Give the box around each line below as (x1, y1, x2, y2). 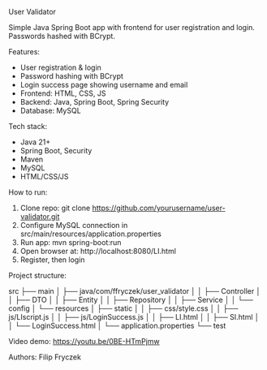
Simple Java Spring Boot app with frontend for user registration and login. (8, 23, 256, 32)
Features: (8, 47, 41, 56)
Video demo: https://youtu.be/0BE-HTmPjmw (8, 337, 160, 346)
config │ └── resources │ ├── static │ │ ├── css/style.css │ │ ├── (8, 303, 239, 313)
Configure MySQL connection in (19, 221, 128, 230)
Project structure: (8, 271, 67, 280)
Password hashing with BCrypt (19, 71, 124, 80)
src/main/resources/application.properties (19, 229, 162, 239)
